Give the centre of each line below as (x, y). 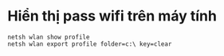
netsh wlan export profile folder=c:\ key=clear (90, 44)
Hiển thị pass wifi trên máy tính (112, 16)
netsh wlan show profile (49, 37)
